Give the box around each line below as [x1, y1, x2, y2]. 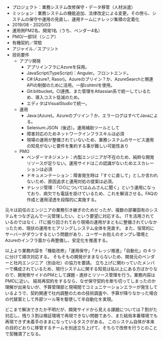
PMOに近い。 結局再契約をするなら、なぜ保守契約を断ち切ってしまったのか [5, 278, 156, 284]
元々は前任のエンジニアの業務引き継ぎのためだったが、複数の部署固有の [5, 207, 149, 213]
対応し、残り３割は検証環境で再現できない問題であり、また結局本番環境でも [5, 313, 158, 318]
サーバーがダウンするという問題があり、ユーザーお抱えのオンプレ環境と [5, 231, 149, 237]
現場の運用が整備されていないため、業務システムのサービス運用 [26, 137, 154, 142]
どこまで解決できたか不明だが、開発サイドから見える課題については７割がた [5, 307, 158, 312]
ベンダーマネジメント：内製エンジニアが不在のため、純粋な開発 [26, 154, 154, 160]
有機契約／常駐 [12, 40, 42, 45]
